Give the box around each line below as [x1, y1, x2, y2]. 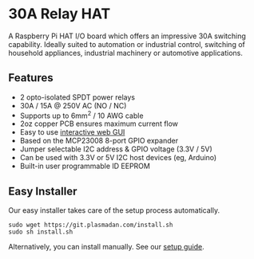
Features [8, 71, 54, 84]
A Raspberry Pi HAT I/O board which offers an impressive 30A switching [8, 31, 246, 41]
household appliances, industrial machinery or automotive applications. [8, 48, 244, 57]
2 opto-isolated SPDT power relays [19, 92, 136, 102]
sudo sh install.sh [8, 228, 73, 236]
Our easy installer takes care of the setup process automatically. [8, 206, 220, 215]
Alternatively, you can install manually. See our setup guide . [8, 242, 205, 252]
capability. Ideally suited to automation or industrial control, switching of [8, 39, 245, 49]
